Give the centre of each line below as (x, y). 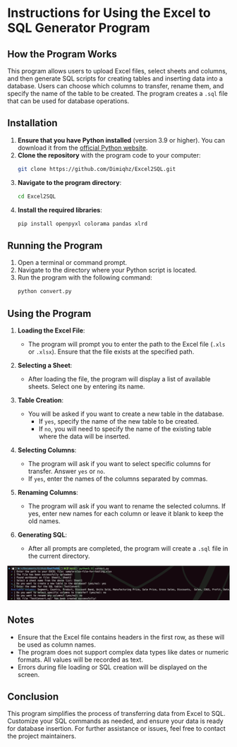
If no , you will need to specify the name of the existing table (125, 429)
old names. (44, 521)
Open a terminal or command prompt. (72, 263)
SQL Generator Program (79, 28)
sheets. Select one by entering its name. (86, 386)
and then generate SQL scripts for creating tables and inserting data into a (115, 78)
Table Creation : (41, 400)
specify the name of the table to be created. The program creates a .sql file (117, 94)
